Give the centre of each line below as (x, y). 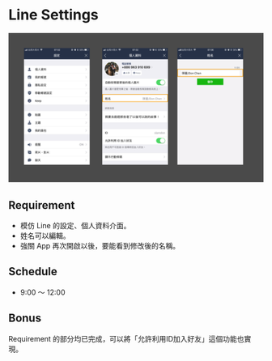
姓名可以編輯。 (45, 236)
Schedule (33, 272)
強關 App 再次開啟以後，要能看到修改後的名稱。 (100, 246)
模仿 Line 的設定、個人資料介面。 (75, 226)
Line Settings (53, 15)
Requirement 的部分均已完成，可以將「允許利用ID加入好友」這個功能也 (126, 338)
